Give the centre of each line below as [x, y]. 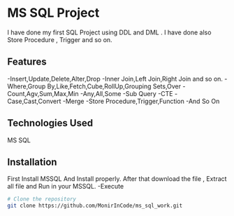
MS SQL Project [53, 13]
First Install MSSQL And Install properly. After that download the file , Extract [117, 179]
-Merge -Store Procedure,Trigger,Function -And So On [141, 101]
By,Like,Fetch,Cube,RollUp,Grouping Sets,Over [114, 86]
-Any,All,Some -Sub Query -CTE [126, 93]
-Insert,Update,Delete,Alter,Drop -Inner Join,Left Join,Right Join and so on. [115, 79]
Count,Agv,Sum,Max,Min [43, 93]
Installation [32, 162]
